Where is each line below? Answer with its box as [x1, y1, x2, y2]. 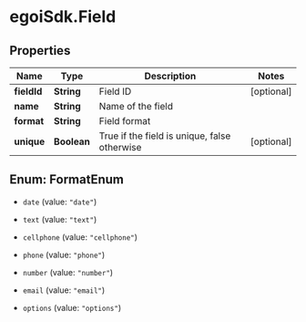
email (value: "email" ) [22, 285, 106, 296]
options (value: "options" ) [22, 302, 121, 313]
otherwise [98, 141, 142, 153]
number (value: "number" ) [22, 266, 114, 277]
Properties [9, 43, 71, 58]
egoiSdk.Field [9, 6, 117, 27]
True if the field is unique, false [98, 130, 231, 142]
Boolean [53, 135, 91, 148]
